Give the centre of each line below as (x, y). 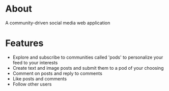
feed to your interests (35, 62)
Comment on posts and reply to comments (58, 73)
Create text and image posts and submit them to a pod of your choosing (88, 68)
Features (24, 43)
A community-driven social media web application (58, 23)
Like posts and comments (40, 78)
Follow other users (32, 84)
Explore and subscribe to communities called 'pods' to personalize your (88, 57)
